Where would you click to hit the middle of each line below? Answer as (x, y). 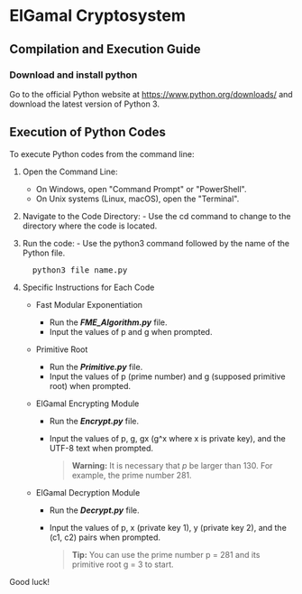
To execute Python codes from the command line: (102, 153)
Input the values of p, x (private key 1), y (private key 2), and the (168, 527)
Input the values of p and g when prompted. (131, 331)
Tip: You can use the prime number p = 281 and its (166, 554)
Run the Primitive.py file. (96, 367)
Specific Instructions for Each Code (88, 287)
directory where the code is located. (90, 226)
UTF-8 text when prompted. (101, 448)
